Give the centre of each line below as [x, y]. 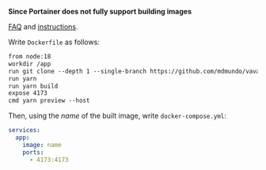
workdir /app [30, 64]
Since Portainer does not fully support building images [100, 11]
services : [25, 130]
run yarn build [33, 86]
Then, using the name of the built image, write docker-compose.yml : [118, 116]
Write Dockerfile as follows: [54, 42]
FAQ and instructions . [43, 26]
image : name [42, 145]
